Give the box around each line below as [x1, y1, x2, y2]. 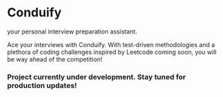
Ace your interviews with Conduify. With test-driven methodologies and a [7, 40, 215, 48]
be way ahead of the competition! [7, 55, 103, 63]
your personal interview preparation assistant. [7, 27, 138, 36]
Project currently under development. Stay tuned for [7, 72, 187, 81]
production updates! [7, 81, 77, 90]
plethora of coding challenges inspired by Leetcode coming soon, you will [7, 48, 217, 56]
